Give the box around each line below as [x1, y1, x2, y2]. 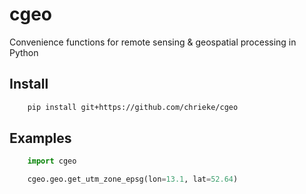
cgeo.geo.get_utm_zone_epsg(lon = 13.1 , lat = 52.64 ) [27, 174, 239, 185]
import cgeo [27, 156, 77, 167]
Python [9, 46, 39, 58]
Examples [9, 130, 72, 147]
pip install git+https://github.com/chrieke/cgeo [27, 102, 239, 112]
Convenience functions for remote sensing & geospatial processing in [9, 36, 297, 48]
